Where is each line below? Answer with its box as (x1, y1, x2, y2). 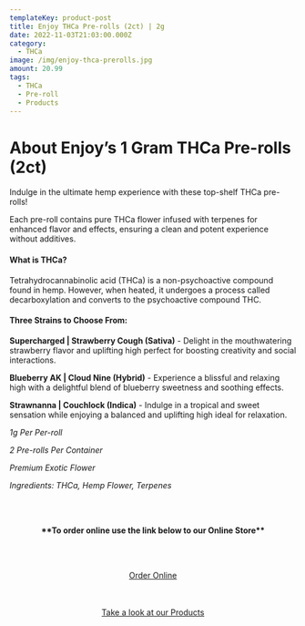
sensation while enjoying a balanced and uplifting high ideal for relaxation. (9, 409, 288, 420)
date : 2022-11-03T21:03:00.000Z (9, 30, 132, 39)
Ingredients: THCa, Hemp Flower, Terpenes (9, 479, 172, 490)
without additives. (9, 233, 76, 244)
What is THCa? (9, 254, 67, 265)
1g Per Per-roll (9, 426, 63, 437)
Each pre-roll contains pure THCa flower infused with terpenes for (9, 214, 258, 225)
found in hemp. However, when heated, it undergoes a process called (9, 284, 270, 295)
